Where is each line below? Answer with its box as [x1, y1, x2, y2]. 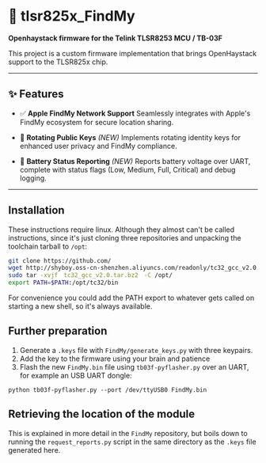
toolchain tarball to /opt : [8, 241, 88, 251]
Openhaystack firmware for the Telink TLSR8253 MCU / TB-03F [8, 33, 223, 43]
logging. [19, 173, 47, 183]
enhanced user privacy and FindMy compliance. [19, 141, 177, 150]
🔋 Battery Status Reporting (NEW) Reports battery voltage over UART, [19, 156, 251, 165]
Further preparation [8, 324, 108, 338]
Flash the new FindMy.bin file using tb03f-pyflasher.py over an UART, [19, 362, 249, 371]
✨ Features [8, 87, 64, 101]
